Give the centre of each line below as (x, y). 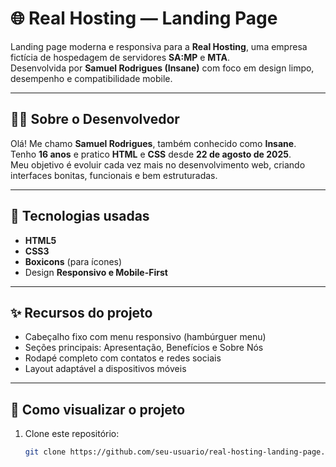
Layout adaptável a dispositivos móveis (105, 369)
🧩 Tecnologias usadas (80, 216)
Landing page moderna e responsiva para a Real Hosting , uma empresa (159, 46)
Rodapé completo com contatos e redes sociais (123, 358)
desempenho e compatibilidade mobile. (91, 78)
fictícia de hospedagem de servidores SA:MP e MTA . (120, 57)
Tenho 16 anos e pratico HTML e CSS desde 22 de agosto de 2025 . (151, 154)
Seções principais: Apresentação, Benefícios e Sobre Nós (144, 348)
